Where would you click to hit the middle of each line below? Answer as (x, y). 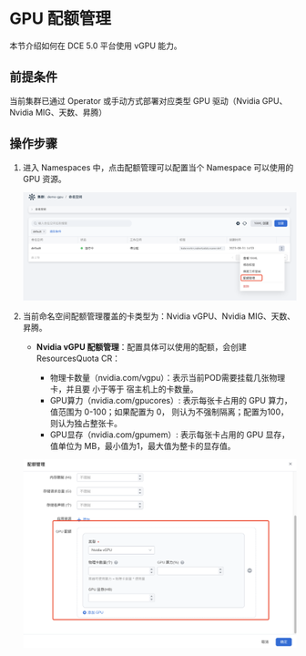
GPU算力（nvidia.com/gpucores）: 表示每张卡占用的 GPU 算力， (171, 401)
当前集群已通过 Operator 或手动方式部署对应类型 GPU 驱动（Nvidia (135, 100)
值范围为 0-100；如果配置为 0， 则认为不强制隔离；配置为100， (169, 412)
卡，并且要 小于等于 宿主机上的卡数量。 (124, 389)
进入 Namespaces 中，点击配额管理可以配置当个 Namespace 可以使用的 (158, 167)
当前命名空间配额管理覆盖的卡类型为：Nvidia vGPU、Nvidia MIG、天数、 (159, 316)
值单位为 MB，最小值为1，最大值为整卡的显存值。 (143, 446)
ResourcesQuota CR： (78, 359)
